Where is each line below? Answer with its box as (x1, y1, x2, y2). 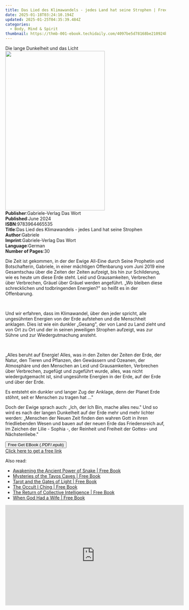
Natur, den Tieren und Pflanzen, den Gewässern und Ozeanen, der (5, 357, 145, 363)
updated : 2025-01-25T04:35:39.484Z (5, 17, 81, 22)
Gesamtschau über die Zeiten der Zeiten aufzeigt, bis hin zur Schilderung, (5, 269, 160, 275)
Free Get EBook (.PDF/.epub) (8, 442, 64, 447)
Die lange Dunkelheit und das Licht (5, 45, 78, 51)
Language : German (5, 243, 45, 249)
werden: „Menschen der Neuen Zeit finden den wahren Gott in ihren (5, 415, 148, 421)
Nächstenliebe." (5, 431, 39, 437)
